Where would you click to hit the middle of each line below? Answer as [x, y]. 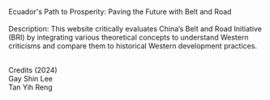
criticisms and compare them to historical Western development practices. [133, 46]
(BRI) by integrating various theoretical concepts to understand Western [129, 37]
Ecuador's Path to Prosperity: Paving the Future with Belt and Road [120, 12]
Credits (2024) [33, 70]
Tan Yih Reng [30, 87]
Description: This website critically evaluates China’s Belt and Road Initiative [135, 29]
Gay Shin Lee [31, 79]
